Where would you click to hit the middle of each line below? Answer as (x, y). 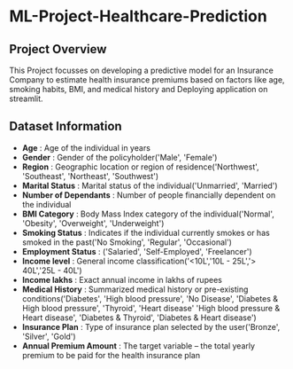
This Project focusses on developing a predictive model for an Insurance (142, 70)
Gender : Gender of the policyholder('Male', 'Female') (120, 157)
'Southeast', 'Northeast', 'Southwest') (90, 176)
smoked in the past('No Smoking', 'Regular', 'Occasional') (127, 242)
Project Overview (58, 49)
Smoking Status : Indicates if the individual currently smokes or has (146, 232)
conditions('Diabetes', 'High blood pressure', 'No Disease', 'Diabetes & (150, 298)
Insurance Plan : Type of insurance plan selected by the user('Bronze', (151, 326)
